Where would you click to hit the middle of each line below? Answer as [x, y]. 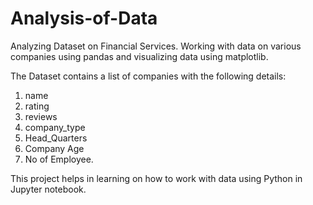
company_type [55, 127]
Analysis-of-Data [84, 18]
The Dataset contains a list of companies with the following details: [148, 76]
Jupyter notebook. [48, 189]
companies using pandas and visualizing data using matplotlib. [139, 56]
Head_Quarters [56, 138]
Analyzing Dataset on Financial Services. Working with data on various [156, 46]
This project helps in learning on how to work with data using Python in [156, 178]
